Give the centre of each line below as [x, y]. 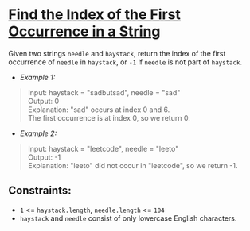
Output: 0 [43, 101]
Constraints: [40, 191]
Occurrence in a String [84, 31]
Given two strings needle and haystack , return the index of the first [117, 53]
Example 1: [37, 77]
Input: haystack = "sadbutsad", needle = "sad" [104, 92]
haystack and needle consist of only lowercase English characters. [128, 218]
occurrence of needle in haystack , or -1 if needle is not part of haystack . [125, 62]
